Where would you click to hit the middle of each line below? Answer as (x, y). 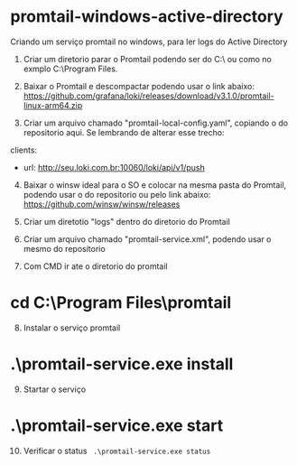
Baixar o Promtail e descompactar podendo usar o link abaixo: (139, 86)
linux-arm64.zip (53, 105)
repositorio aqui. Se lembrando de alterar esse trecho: (124, 132)
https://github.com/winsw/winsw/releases (102, 204)
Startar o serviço (55, 389)
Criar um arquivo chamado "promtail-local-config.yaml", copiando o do (155, 123)
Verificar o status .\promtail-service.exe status (117, 451)
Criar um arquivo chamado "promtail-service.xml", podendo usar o (147, 239)
